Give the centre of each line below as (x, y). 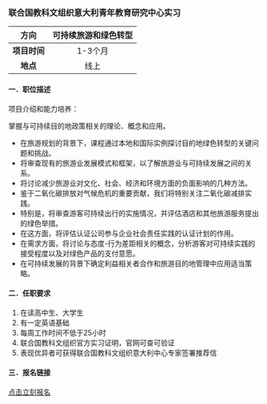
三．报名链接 (29, 373)
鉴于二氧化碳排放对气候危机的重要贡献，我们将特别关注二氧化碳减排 (132, 193)
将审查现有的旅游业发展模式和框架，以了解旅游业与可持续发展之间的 (132, 163)
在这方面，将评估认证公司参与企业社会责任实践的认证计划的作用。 (129, 233)
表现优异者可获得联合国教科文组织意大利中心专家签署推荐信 (118, 353)
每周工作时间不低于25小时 (63, 333)
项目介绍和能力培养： (43, 108)
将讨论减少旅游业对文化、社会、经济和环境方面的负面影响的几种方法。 (136, 183)
